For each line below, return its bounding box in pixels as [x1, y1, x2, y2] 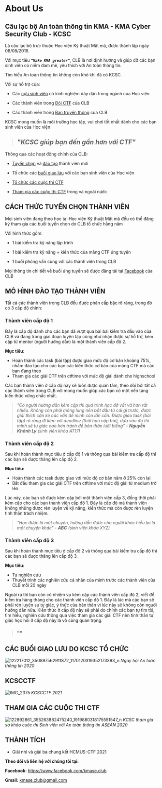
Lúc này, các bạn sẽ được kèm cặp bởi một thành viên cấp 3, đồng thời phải [5, 495, 156, 501]
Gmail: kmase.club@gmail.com [5, 777, 67, 783]
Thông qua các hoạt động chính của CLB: [5, 151, 88, 157]
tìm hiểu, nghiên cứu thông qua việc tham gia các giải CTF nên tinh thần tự [5, 613, 154, 618]
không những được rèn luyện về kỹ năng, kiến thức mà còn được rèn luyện [5, 505, 153, 511]
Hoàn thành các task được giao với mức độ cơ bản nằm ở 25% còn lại [12, 475, 151, 481]
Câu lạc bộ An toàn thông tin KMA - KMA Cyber [5, 22, 151, 31]
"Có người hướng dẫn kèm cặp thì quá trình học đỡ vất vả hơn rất [16, 402, 148, 408]
